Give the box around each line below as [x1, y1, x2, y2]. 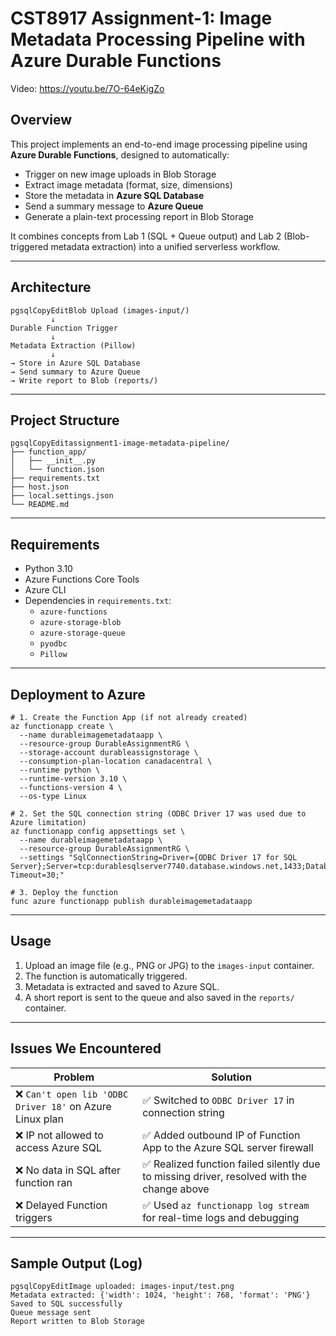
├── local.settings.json [10, 491, 114, 501]
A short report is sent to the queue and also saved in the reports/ [24, 991, 295, 1003]
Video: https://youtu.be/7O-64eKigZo [10, 82, 165, 94]
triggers [15, 1210, 53, 1224]
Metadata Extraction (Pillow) [10, 340, 137, 351]
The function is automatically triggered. [24, 970, 188, 982]
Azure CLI [24, 584, 67, 596]
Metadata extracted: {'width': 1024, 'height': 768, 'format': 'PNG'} [10, 1290, 311, 1301]
